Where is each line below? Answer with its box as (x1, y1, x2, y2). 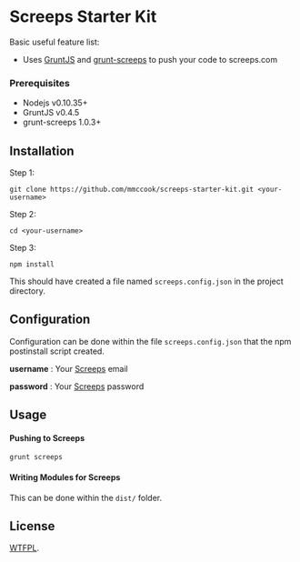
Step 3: (9, 243, 36, 254)
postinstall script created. (9, 346, 105, 356)
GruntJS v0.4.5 (22, 107, 80, 118)
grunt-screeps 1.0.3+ (22, 116, 102, 128)
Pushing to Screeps (9, 432, 85, 443)
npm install (9, 260, 55, 269)
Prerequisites (9, 76, 70, 89)
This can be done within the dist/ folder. (9, 492, 162, 503)
